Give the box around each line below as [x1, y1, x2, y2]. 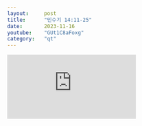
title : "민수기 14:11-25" [7, 16, 93, 23]
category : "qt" [7, 36, 57, 42]
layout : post [7, 10, 57, 17]
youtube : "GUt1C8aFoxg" [7, 29, 84, 36]
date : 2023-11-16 [7, 23, 75, 29]
